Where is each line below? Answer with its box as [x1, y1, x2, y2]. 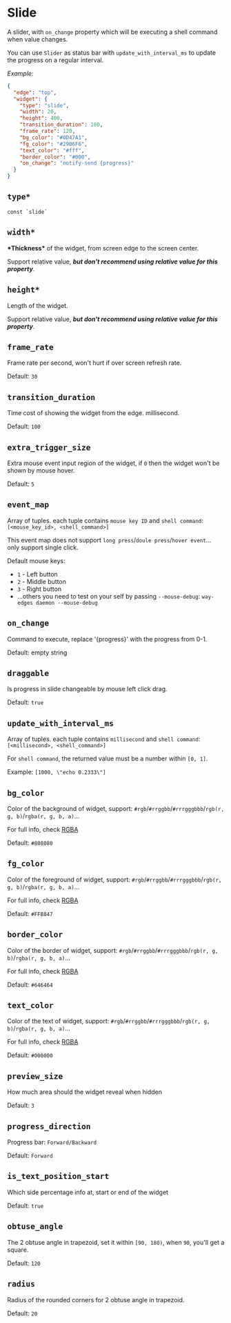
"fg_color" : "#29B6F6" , [19, 140, 88, 147]
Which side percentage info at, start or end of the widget [7, 1188, 169, 1196]
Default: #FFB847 [7, 909, 53, 918]
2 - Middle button [17, 577, 67, 585]
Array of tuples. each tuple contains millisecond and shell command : [7, 735, 201, 743]
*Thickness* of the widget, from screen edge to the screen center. [7, 244, 199, 252]
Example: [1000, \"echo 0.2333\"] [7, 768, 106, 776]
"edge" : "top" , [13, 89, 57, 96]
